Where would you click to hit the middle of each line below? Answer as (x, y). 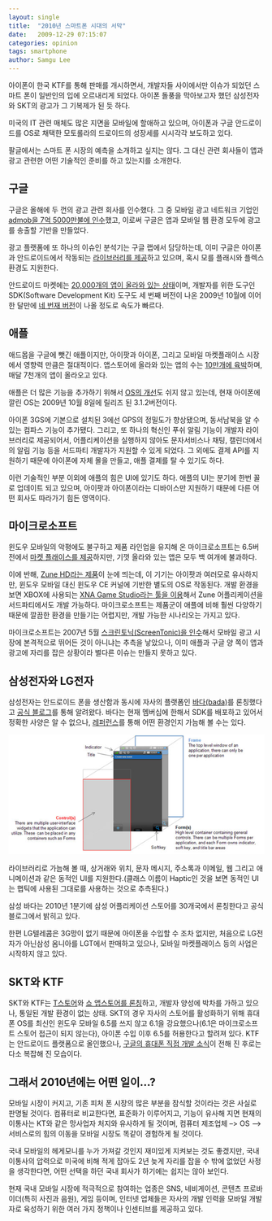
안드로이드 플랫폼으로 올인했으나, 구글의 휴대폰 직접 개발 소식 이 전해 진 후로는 (139, 1044)
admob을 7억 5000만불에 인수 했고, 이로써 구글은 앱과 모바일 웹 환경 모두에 (127, 220)
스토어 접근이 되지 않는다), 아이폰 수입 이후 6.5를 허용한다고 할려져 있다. (130, 1034)
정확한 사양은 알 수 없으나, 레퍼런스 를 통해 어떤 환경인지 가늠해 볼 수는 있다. (127, 722)
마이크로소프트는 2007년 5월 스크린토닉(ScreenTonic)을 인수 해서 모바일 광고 (130, 632)
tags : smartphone (38, 52)
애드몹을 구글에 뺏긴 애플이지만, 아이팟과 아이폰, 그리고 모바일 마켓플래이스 (127, 355)
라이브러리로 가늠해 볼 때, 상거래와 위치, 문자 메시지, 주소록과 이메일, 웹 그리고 (132, 868)
